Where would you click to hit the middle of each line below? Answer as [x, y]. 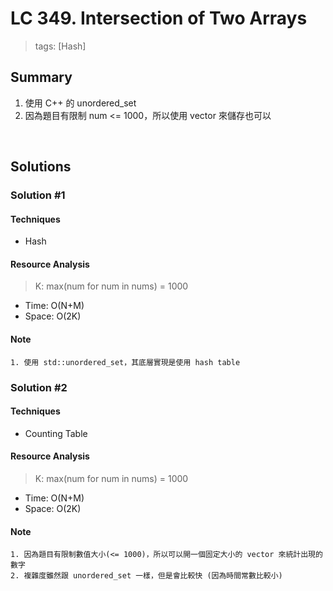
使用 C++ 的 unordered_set [80, 103]
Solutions [41, 167]
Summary [41, 77]
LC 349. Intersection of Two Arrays [159, 18]
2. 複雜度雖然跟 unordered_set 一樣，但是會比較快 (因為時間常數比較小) [146, 576]
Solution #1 [38, 195]
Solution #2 [39, 387]
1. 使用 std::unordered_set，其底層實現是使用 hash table [125, 362]
